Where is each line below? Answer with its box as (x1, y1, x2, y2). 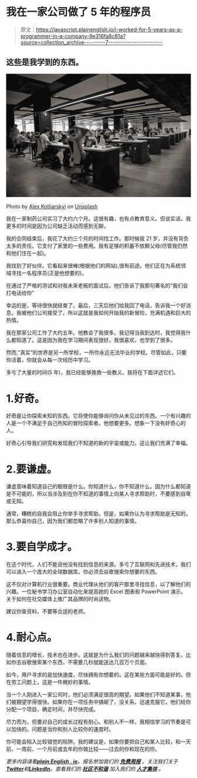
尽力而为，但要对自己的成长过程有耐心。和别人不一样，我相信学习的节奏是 (6, 719, 186, 726)
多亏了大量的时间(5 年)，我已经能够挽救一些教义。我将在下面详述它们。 (6, 369, 179, 376)
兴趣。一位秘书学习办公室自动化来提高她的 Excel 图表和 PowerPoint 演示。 (6, 588, 186, 595)
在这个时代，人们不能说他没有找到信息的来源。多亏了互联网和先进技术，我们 (6, 561, 191, 568)
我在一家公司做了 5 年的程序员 (6, 5, 151, 19)
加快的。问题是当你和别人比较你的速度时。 (11, 726, 114, 733)
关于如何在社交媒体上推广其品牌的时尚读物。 (6, 596, 114, 603)
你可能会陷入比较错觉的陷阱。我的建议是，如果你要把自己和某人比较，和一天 (6, 738, 191, 745)
